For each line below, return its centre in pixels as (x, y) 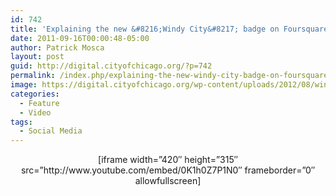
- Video (35, 112)
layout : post (37, 57)
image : (24, 85)
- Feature (39, 103)
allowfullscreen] (168, 181)
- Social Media (51, 131)
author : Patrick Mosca (57, 47)
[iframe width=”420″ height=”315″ (168, 160)
